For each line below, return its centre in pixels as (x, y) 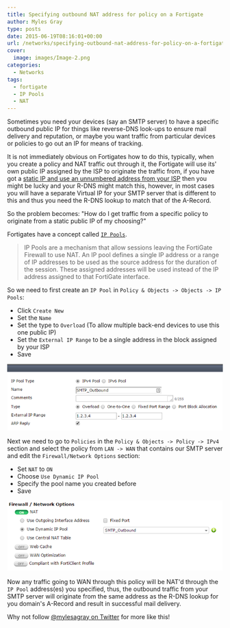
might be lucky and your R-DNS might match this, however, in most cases (111, 186)
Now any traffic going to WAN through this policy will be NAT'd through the (113, 581)
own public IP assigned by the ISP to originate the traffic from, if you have (111, 171)
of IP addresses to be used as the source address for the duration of (120, 262)
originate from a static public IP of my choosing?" (77, 221)
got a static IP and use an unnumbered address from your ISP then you (107, 179)
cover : (16, 51)
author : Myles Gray (35, 22)
